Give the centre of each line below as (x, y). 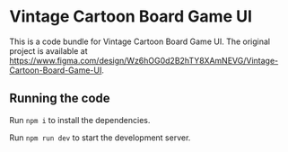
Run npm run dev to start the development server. (100, 138)
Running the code (60, 98)
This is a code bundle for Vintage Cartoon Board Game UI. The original (140, 41)
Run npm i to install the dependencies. (80, 120)
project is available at (48, 50)
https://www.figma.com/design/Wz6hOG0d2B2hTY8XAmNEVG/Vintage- (144, 60)
